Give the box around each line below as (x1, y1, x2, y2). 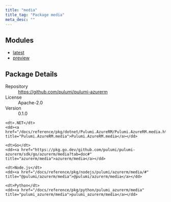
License (5, 94, 22, 100)
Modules (5, 36, 34, 44)
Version (5, 105, 21, 111)
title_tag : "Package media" (5, 12, 65, 17)
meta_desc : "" (5, 17, 36, 22)
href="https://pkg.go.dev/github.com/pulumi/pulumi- (21, 147, 136, 152)
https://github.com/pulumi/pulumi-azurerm (18, 89, 108, 95)
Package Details (5, 70, 58, 78)
